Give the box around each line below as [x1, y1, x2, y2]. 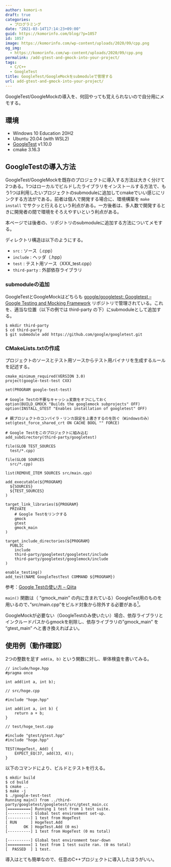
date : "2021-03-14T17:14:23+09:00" [5, 27, 81, 32]
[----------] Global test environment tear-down [5, 838, 111, 843]
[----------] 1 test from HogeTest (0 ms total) [5, 829, 111, 834]
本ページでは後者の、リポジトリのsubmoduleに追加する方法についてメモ [5, 220, 158, 226]
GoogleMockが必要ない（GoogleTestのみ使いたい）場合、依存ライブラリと [5, 612, 163, 618]
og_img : [5, 45, 22, 51]
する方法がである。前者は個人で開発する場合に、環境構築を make [14, 196, 150, 202]
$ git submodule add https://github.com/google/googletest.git [5, 332, 143, 337]
